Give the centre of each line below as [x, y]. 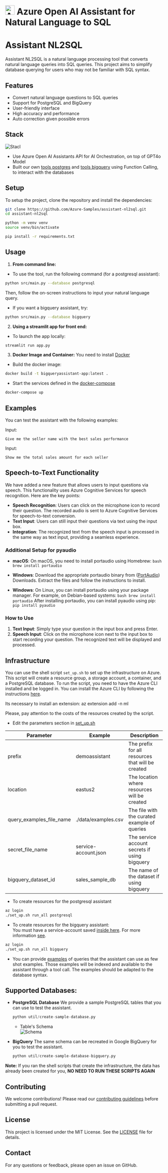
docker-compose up [24, 393]
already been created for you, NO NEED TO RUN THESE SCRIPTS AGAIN [80, 1071]
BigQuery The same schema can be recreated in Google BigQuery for [84, 1042]
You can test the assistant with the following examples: [62, 420]
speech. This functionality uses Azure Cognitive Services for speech [76, 490]
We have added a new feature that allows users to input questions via [77, 485]
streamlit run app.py [28, 345]
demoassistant [93, 756]
